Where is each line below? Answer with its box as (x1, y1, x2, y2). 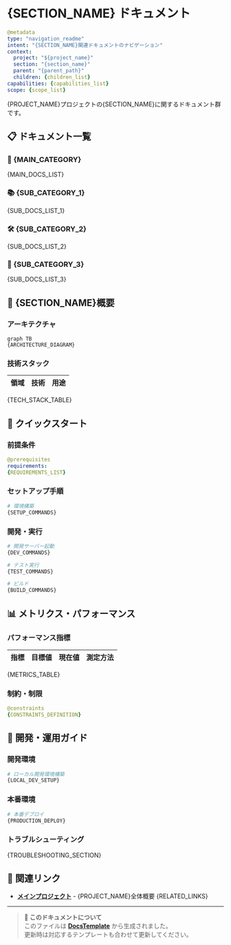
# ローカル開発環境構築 (7, 770, 65, 777)
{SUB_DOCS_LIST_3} (7, 275, 67, 283)
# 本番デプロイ (7, 810, 45, 817)
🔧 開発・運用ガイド (7, 732, 88, 744)
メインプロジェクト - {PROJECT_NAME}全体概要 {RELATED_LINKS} (16, 892, 208, 900)
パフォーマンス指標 (7, 633, 71, 643)
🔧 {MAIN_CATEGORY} (7, 155, 82, 164)
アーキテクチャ (7, 319, 56, 329)
